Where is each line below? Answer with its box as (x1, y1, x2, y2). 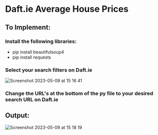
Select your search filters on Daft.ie (5, 67, 93, 73)
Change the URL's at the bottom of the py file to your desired (5, 90, 154, 97)
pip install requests (12, 54, 51, 60)
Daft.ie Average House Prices (5, 3, 129, 15)
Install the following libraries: (5, 38, 77, 45)
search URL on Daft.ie (5, 96, 58, 103)
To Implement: (5, 23, 51, 32)
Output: (5, 111, 30, 120)
